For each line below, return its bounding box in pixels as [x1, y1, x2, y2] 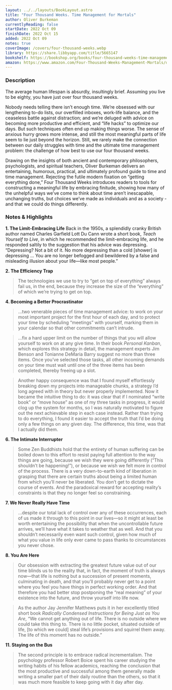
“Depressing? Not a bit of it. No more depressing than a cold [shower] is [5, 247, 158, 253]
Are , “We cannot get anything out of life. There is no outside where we [17, 615, 166, 621]
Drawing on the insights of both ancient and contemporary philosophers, [5, 157, 159, 163]
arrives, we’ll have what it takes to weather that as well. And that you [17, 526, 163, 532]
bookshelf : [5, 55, 29, 60]
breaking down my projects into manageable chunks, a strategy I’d [17, 383, 159, 389]
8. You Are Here [5, 552, 39, 558]
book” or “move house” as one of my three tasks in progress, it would [17, 399, 165, 405]
